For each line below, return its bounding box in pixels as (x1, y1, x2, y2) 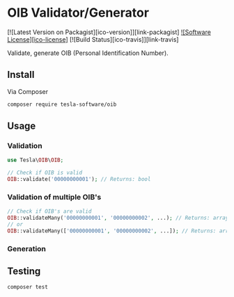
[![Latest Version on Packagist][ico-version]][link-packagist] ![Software (7, 28, 211, 36)
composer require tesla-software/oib (7, 101, 117, 108)
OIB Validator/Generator (7, 5, 150, 21)
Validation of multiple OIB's (7, 192, 102, 202)
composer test (7, 284, 49, 291)
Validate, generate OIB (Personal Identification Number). (7, 49, 169, 57)
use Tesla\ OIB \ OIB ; (7, 156, 64, 164)
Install (7, 69, 35, 81)
